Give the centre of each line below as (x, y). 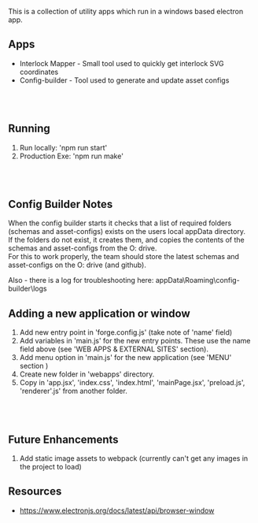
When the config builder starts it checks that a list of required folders (120, 223)
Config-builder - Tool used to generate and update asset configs (124, 80)
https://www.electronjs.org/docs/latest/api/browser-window (117, 510)
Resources (35, 491)
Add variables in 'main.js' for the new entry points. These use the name (135, 341)
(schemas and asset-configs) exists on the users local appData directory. (127, 232)
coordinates (39, 72)
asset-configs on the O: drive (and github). (77, 265)
